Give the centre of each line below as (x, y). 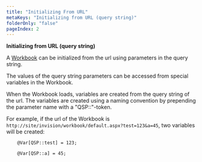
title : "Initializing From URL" (47, 12)
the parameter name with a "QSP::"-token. (59, 107)
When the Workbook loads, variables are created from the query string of (98, 94)
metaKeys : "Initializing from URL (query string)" (72, 18)
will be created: (25, 132)
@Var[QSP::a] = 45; (42, 154)
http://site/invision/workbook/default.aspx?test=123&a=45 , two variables (101, 126)
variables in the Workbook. (40, 83)
